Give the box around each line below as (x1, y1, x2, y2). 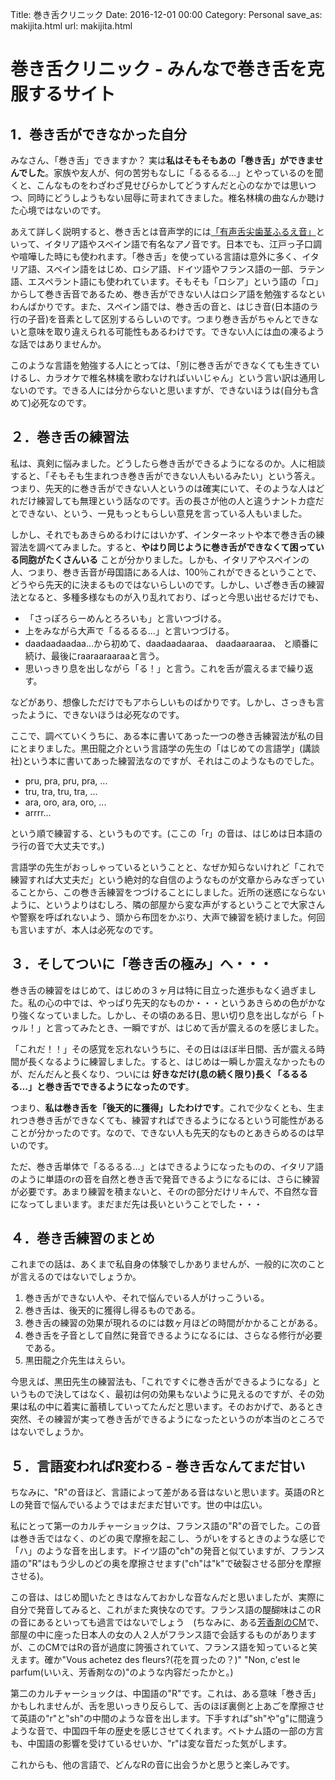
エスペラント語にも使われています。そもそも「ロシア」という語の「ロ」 (27, 276, 324, 287)
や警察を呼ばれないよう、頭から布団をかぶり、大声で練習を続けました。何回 (10, 911, 326, 923)
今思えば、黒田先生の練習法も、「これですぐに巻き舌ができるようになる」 (10, 1376, 312, 1388)
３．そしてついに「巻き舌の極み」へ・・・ (10, 956, 273, 973)
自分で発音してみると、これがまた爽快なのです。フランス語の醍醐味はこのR (10, 1604, 322, 1616)
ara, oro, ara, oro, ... (24, 796, 107, 808)
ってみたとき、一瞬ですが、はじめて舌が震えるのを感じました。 (62, 1021, 325, 1033)
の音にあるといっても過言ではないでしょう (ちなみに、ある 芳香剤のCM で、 (10, 1616, 325, 1628)
